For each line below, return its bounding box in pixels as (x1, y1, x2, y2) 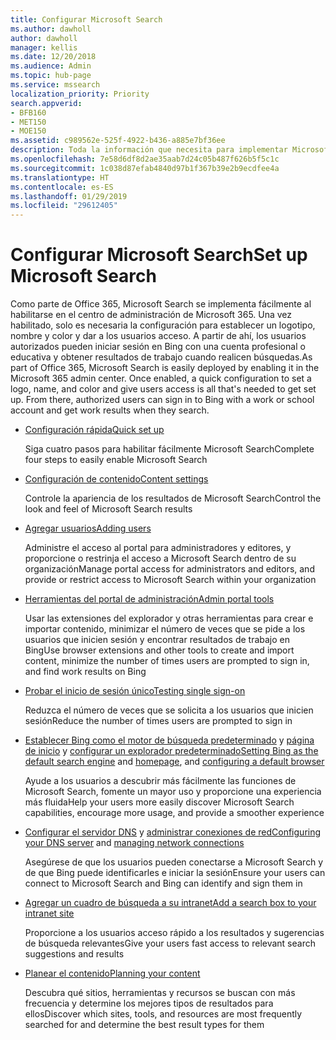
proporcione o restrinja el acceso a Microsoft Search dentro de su (24, 552, 297, 565)
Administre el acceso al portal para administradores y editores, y (24, 542, 292, 554)
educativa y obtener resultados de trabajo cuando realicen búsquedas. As (10, 351, 313, 363)
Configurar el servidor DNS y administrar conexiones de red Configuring (24, 826, 322, 838)
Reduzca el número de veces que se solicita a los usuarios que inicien (24, 704, 314, 716)
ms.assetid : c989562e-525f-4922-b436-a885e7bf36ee (10, 136, 226, 146)
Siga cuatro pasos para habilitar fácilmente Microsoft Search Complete (24, 443, 315, 455)
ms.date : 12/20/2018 (10, 52, 97, 62)
